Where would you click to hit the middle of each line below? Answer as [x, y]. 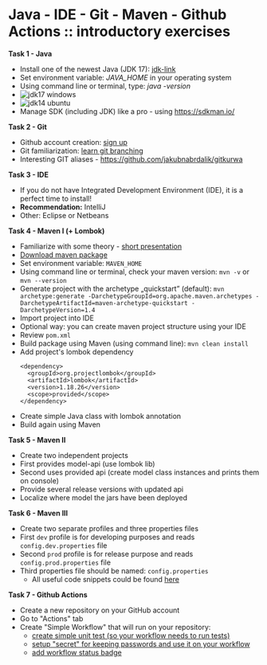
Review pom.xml [45, 334]
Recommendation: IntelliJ [63, 207]
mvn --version [43, 280]
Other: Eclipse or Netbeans [64, 215]
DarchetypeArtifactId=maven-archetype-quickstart [104, 303]
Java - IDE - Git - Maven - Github [118, 15]
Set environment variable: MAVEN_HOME [80, 263]
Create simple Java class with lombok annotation [100, 416]
